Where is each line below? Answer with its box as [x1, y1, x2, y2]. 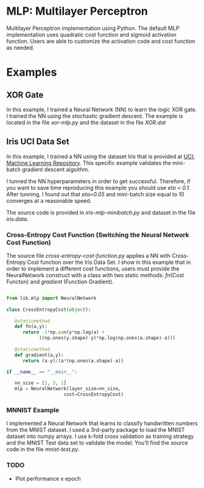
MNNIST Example [6, 406, 60, 414]
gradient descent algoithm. [22, 166, 90, 173]
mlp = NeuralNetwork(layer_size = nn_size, [14, 386, 121, 392]
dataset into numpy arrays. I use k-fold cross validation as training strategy [6, 432, 194, 440]
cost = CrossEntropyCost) [63, 391, 124, 398]
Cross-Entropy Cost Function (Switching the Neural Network [6, 230, 190, 239]
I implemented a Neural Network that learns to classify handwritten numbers [6, 420, 198, 427]
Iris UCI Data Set [6, 136, 70, 147]
